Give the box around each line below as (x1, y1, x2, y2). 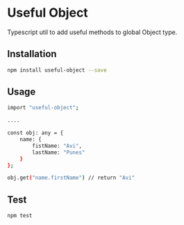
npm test (7, 212, 33, 219)
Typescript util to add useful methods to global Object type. (7, 28, 178, 36)
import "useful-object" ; (7, 104, 79, 111)
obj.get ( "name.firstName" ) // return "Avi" (7, 174, 135, 182)
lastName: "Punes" (32, 148, 85, 156)
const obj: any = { (7, 130, 64, 137)
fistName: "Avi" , (32, 142, 82, 149)
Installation (7, 48, 57, 60)
